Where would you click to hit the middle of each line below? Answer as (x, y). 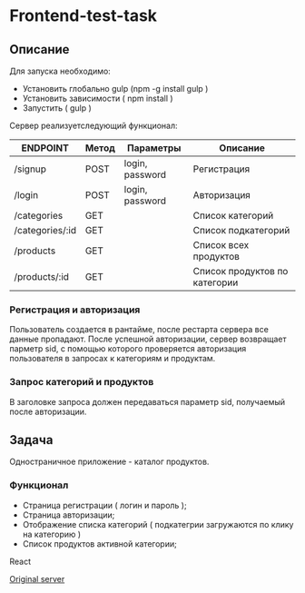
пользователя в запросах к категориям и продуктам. (113, 359)
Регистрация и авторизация (75, 310)
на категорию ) (52, 534)
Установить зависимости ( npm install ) (98, 98)
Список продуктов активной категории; (99, 544)
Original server (37, 578)
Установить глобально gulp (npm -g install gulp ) (115, 89)
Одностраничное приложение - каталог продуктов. (109, 462)
